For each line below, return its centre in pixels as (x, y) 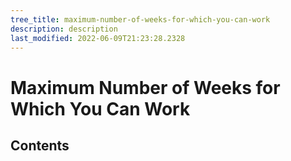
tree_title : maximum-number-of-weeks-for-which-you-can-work (140, 19)
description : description (64, 29)
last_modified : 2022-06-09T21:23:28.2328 (98, 38)
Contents (40, 145)
